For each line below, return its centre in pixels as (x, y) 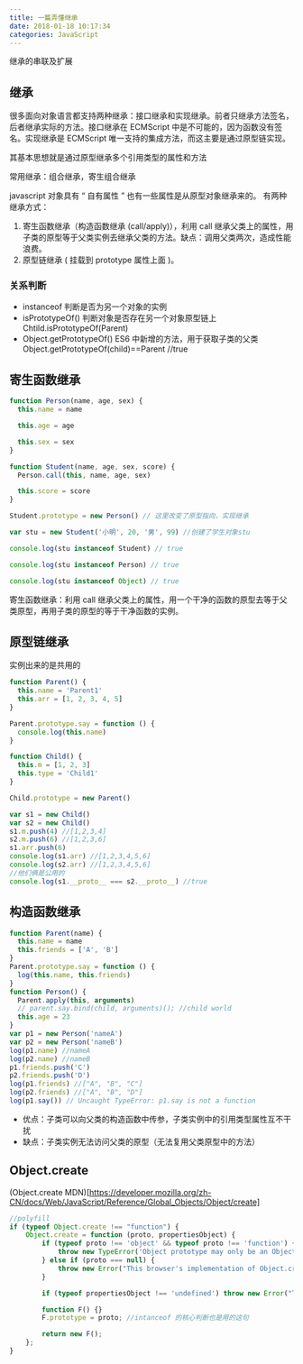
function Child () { (46, 757)
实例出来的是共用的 (45, 665)
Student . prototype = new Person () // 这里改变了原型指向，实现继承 (129, 516)
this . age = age (46, 426)
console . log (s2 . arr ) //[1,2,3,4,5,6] (80, 865)
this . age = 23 (44, 1017)
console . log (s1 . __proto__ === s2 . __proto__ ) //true (108, 881)
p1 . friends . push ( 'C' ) (50, 1067)
